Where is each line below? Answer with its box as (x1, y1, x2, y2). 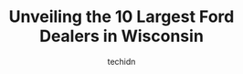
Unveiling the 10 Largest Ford (8, 6, 235, 27)
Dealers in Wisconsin (39, 26, 204, 47)
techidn (107, 56, 136, 67)
